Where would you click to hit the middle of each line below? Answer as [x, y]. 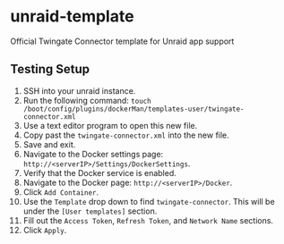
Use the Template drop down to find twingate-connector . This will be [149, 201]
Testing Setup [50, 69]
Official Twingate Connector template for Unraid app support [122, 41]
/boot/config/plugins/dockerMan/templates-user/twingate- [133, 109]
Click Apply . [45, 230]
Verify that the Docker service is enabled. [100, 172]
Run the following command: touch [87, 100]
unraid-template [72, 17]
